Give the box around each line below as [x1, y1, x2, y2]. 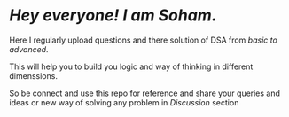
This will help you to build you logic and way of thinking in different [9, 61, 254, 72]
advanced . [9, 43, 49, 54]
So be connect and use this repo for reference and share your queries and [9, 88, 281, 98]
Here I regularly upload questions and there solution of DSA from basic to [9, 35, 277, 45]
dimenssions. [9, 70, 58, 81]
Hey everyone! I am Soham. [9, 5, 217, 26]
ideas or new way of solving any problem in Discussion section [9, 97, 239, 107]
